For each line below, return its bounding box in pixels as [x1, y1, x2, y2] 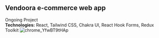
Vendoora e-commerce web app [5, 4, 106, 12]
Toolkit [5, 27, 19, 33]
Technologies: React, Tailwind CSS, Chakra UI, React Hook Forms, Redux [5, 22, 154, 28]
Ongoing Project [5, 17, 38, 22]
